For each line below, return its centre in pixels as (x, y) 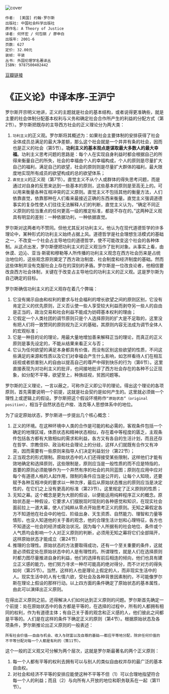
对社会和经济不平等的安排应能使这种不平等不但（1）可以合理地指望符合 (86, 674)
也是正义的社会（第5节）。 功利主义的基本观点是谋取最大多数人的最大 (83, 148)
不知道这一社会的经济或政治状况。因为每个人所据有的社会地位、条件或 (85, 526)
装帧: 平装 (15, 55)
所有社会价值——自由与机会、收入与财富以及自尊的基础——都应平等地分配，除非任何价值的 (83, 635)
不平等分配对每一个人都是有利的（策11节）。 (44, 641)
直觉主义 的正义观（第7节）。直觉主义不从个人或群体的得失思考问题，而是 (86, 179)
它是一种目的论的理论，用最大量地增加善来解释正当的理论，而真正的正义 (87, 337)
